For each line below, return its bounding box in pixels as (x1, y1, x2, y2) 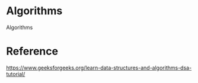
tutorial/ (6, 70, 25, 78)
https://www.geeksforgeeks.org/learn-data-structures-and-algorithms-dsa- (6, 64, 192, 71)
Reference (6, 44, 58, 58)
